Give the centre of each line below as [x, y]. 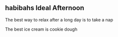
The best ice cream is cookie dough [41, 29]
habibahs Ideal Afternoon [45, 8]
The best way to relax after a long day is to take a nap [59, 19]
